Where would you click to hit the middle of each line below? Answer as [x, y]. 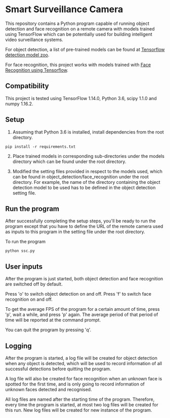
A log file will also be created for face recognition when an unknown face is [84, 379]
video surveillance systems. [34, 40]
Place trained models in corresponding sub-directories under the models [88, 156]
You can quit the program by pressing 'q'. [48, 330]
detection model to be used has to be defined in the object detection [84, 187]
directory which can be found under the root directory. [69, 162]
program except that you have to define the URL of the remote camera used [84, 227]
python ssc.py [20, 251]
